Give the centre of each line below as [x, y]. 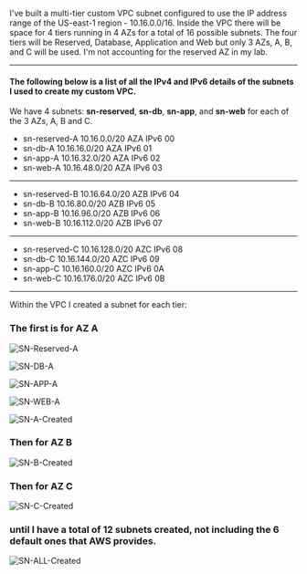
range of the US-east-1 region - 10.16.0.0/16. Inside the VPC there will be [145, 23]
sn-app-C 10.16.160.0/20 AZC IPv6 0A [93, 269]
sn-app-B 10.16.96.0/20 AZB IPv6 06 [91, 214]
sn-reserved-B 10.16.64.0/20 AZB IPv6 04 [101, 194]
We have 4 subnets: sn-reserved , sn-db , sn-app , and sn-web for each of [149, 111]
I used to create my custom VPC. [73, 91]
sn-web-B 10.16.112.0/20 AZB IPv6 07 [92, 224]
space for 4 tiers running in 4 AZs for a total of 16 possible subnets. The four [153, 32]
